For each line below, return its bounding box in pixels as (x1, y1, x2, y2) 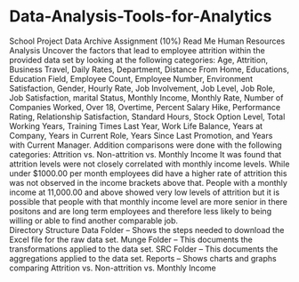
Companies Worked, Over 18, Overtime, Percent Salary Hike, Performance (9, 101, 281, 112)
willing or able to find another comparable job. (9, 215, 179, 226)
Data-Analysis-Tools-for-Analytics (9, 6, 272, 27)
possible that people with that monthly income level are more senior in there (9, 196, 287, 206)
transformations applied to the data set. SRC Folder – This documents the (9, 243, 279, 254)
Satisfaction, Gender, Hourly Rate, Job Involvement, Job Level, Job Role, (9, 83, 276, 93)
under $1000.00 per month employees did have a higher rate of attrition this (9, 167, 287, 179)
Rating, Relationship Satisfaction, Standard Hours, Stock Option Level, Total (9, 111, 286, 122)
